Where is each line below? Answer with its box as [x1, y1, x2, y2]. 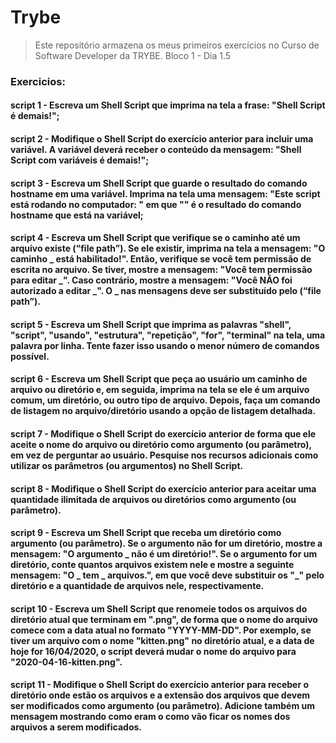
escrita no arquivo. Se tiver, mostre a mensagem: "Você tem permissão [10, 264, 313, 276]
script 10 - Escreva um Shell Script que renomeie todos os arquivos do [10, 602, 308, 615]
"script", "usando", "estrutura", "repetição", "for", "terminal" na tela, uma [10, 329, 326, 341]
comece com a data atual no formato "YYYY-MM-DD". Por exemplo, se [10, 624, 312, 636]
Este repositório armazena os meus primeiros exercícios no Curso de [34, 39, 320, 51]
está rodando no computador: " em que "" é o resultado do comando [10, 198, 302, 210]
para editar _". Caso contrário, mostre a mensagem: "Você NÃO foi [10, 274, 293, 286]
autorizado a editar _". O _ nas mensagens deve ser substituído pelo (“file [10, 285, 322, 297]
